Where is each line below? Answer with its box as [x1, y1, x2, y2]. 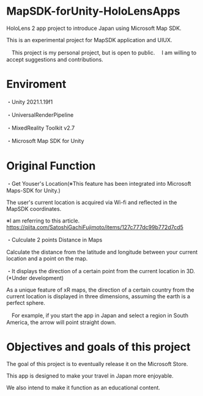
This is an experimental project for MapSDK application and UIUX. [6, 36, 172, 43]
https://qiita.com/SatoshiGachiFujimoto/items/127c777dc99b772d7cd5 [6, 223, 183, 230]
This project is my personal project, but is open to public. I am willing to [11, 49, 197, 56]
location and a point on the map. [6, 255, 88, 262]
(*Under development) [6, 274, 64, 282]
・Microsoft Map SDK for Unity [6, 137, 84, 144]
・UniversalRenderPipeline [6, 111, 74, 119]
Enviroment [6, 78, 67, 91]
